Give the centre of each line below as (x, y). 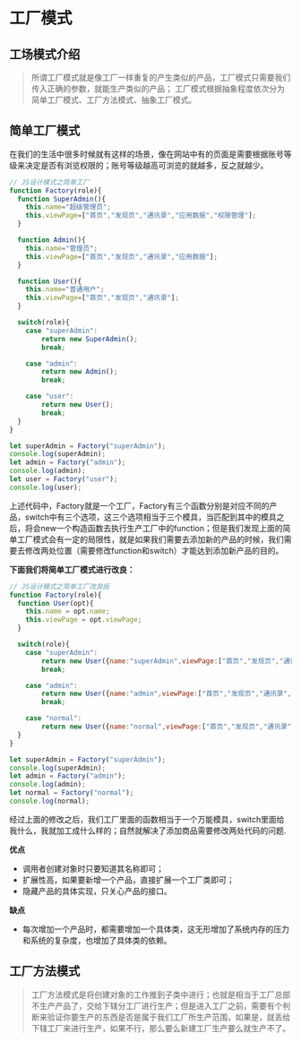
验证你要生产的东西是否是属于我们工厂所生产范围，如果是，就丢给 (169, 1017)
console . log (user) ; (46, 487)
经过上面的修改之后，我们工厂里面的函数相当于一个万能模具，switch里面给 (147, 819)
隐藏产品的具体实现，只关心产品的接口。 (97, 891)
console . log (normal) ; (50, 801)
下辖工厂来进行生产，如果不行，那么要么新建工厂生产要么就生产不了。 (161, 1028)
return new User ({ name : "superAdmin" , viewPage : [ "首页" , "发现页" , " (163, 661)
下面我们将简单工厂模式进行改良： (72, 569)
